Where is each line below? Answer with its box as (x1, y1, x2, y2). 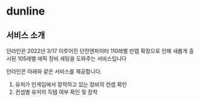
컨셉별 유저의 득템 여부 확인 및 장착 (15, 88, 98, 96)
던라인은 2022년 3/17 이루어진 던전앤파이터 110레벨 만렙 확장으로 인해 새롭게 (6, 47, 188, 54)
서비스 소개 (6, 30, 45, 40)
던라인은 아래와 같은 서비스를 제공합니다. (6, 68, 102, 75)
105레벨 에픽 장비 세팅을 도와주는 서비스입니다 (17, 55, 127, 62)
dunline (6, 4, 45, 18)
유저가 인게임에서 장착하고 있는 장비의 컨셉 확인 (15, 81, 127, 88)
